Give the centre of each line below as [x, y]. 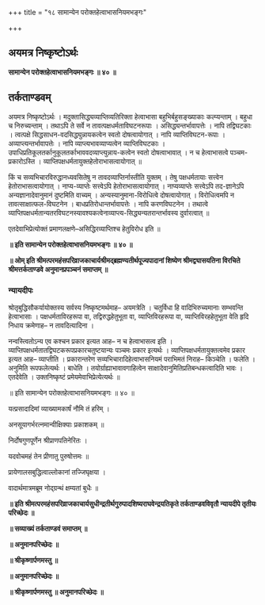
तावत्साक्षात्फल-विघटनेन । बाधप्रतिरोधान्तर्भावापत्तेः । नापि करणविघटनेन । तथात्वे [108, 204]
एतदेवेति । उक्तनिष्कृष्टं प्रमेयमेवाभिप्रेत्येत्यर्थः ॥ [64, 377]
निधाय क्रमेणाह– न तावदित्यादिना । [51, 325]
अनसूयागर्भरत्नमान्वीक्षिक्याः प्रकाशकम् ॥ [56, 424]
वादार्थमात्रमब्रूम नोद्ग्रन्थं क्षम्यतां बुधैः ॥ [53, 488]
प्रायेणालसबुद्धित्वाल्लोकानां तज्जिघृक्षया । [57, 472]
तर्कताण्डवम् [30, 98]
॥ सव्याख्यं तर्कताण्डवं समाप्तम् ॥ [48, 528]
